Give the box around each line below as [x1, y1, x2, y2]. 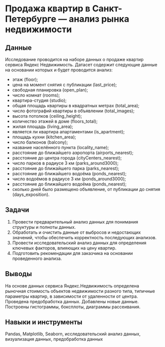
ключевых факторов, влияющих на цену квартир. [12, 245, 117, 251]
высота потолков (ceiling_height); [12, 113, 82, 119]
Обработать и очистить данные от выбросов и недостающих [12, 229, 141, 235]
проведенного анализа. [12, 255, 62, 261]
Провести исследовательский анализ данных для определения [12, 240, 147, 246]
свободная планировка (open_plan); [12, 87, 88, 93]
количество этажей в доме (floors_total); [12, 119, 98, 124]
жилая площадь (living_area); [12, 124, 73, 129]
